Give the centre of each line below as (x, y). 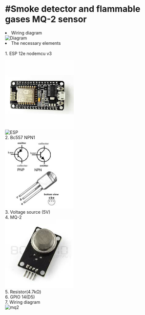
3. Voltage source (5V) (28, 212)
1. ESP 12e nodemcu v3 (29, 53)
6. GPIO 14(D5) (20, 297)
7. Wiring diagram (23, 302)
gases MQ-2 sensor (46, 19)
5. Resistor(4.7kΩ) (23, 292)
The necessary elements (36, 43)
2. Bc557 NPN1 (20, 137)
